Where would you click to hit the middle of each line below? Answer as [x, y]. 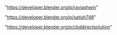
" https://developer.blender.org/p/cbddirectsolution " [58, 27]
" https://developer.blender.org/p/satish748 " [50, 17]
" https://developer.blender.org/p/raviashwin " [51, 7]
